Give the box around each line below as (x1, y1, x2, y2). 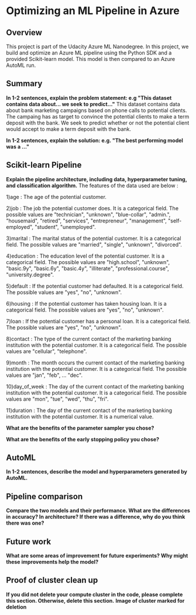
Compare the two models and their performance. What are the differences (6, 507, 190, 514)
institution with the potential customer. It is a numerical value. (6, 413, 154, 420)
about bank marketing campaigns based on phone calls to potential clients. (6, 107, 187, 114)
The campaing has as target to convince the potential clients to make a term (6, 113, 190, 120)
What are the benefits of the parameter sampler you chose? (6, 424, 154, 431)
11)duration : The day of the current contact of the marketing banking (6, 407, 173, 414)
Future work (6, 536, 51, 546)
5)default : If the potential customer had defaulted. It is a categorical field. (6, 282, 184, 289)
